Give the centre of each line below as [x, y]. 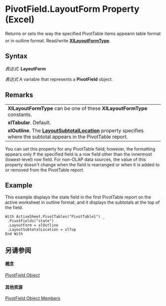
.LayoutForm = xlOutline [33, 226]
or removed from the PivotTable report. [45, 170]
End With [14, 234]
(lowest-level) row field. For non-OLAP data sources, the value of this [76, 159]
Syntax [16, 56]
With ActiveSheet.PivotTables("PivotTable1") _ [55, 217]
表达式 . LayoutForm [25, 69]
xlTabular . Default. [29, 122]
